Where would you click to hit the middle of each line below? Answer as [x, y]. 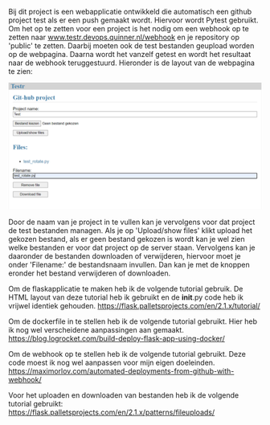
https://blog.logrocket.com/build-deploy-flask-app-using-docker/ [117, 338]
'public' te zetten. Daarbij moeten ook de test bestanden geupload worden [131, 46]
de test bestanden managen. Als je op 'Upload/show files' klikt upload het [131, 231]
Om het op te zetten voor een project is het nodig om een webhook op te [129, 29]
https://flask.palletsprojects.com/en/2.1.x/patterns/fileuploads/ [112, 412]
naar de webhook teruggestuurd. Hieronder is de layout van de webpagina [132, 63]
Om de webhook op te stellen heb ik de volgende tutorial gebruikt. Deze [127, 354]
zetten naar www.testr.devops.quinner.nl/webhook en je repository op [124, 37]
